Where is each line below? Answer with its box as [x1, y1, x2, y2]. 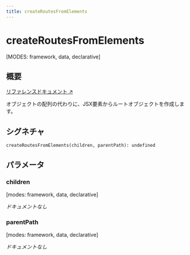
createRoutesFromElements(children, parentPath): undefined [6, 143, 156, 149]
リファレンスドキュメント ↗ [6, 88, 73, 95]
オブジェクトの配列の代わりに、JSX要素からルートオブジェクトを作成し [6, 101, 179, 108]
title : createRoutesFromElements [6, 8, 88, 15]
